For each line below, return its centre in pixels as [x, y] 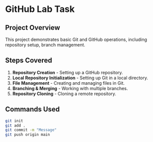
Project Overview [33, 28]
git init [14, 121]
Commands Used [32, 109]
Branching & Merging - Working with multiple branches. [70, 88]
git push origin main [28, 135]
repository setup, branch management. [45, 45]
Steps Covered [29, 61]
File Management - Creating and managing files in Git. [69, 83]
